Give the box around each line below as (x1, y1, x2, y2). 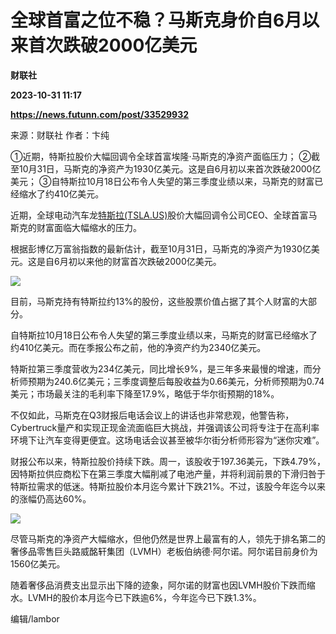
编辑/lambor (10, 612, 60, 625)
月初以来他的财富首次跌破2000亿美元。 (59, 255, 222, 267)
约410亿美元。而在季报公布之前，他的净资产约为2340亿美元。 (10, 341, 267, 353)
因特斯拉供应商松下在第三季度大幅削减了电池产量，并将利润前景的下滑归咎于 (10, 467, 326, 480)
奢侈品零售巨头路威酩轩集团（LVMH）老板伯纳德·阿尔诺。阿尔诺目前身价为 (10, 545, 318, 557)
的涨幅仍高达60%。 (10, 492, 92, 505)
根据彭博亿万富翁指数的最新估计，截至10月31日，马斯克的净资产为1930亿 (10, 242, 312, 255)
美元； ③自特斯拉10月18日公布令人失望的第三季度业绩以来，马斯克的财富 (10, 175, 315, 187)
